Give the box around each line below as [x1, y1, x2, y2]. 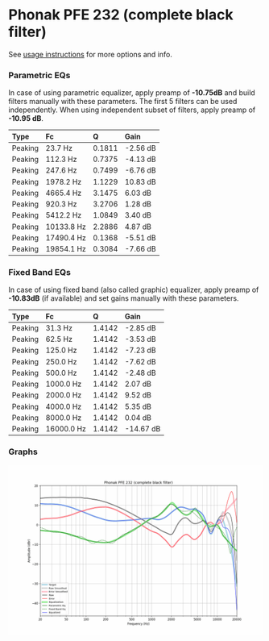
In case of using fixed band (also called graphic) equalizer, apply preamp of [8, 285, 259, 295]
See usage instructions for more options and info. [8, 49, 173, 59]
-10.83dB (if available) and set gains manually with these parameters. [8, 293, 239, 303]
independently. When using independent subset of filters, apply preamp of [8, 105, 256, 114]
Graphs [8, 446, 38, 457]
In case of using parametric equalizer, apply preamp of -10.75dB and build [8, 88, 255, 98]
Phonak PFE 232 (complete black [8, 6, 234, 24]
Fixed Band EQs [8, 266, 71, 277]
